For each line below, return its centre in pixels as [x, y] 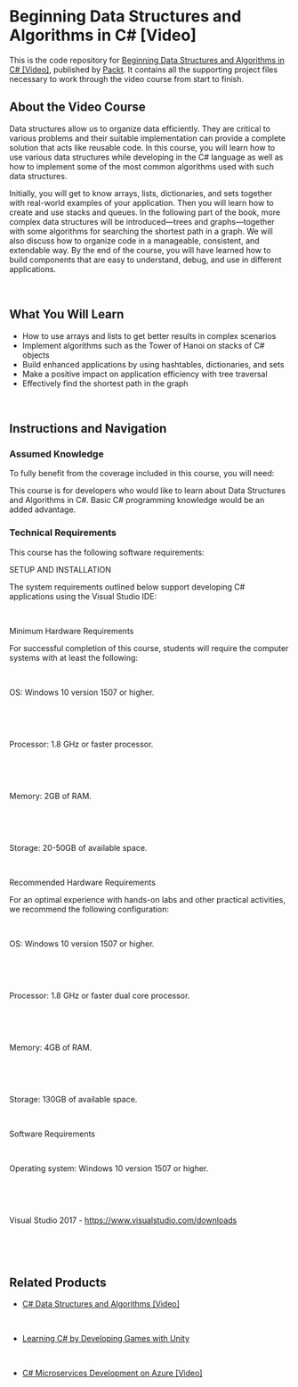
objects [36, 355]
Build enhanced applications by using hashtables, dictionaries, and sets [153, 364]
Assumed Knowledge [56, 454]
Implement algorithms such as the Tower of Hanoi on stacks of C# [143, 345]
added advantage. [43, 509]
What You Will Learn [67, 314]
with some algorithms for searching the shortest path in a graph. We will [141, 231]
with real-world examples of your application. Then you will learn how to [141, 202]
